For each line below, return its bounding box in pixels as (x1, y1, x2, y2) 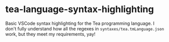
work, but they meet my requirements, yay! (5, 31, 96, 37)
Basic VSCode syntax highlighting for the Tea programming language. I (5, 20, 155, 26)
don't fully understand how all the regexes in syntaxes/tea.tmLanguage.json (5, 25, 164, 31)
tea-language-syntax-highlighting (5, 4, 154, 15)
